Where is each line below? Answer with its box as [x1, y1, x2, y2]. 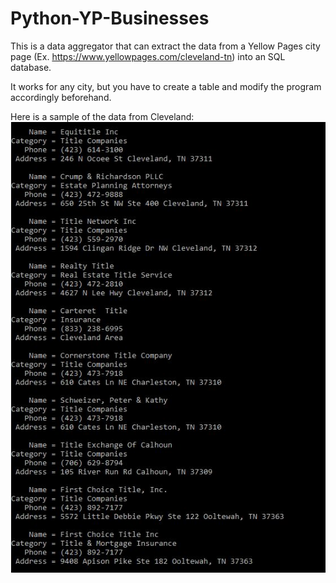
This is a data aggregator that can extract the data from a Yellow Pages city [10, 40, 321, 52]
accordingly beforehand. [10, 91, 112, 103]
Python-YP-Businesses [10, 7, 210, 30]
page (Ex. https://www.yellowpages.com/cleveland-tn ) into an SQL [10, 50, 286, 62]
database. [10, 61, 52, 73]
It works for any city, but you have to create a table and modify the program [10, 80, 322, 92]
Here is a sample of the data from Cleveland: [10, 110, 195, 122]
